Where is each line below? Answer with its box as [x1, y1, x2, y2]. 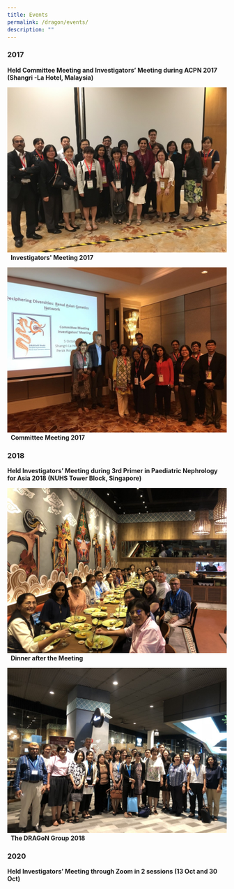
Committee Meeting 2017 [10, 433, 86, 442]
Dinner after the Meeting [10, 653, 84, 662]
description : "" [7, 26, 54, 33]
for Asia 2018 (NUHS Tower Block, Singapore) [7, 474, 142, 482]
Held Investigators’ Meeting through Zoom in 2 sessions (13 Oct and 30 [7, 867, 218, 876]
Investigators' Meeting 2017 [10, 253, 94, 261]
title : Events [7, 11, 49, 18]
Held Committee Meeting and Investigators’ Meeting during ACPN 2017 [7, 66, 218, 74]
